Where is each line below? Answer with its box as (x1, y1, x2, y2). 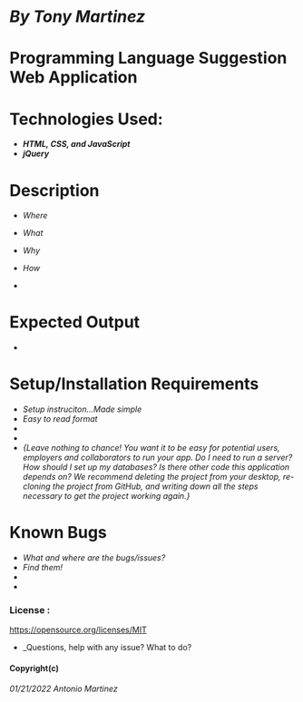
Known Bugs (9, 522, 107, 543)
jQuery (22, 148, 50, 160)
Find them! (22, 562, 64, 573)
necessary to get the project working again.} (22, 491, 191, 502)
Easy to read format (22, 414, 98, 424)
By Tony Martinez (9, 6, 146, 27)
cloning (22, 481, 52, 492)
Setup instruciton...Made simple (22, 404, 142, 414)
